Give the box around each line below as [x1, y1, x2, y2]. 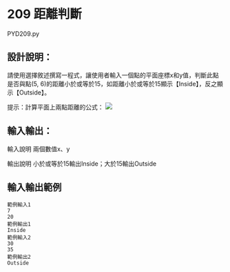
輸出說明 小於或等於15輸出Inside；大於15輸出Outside [7, 159, 157, 168]
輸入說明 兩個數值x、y [7, 144, 70, 153]
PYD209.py [7, 29, 40, 38]
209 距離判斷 [7, 6, 83, 22]
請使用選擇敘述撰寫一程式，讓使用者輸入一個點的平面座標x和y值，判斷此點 [7, 70, 219, 79]
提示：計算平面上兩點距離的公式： [7, 103, 104, 111]
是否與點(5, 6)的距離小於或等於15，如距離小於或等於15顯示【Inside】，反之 [7, 79, 218, 88]
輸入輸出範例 [7, 181, 62, 193]
